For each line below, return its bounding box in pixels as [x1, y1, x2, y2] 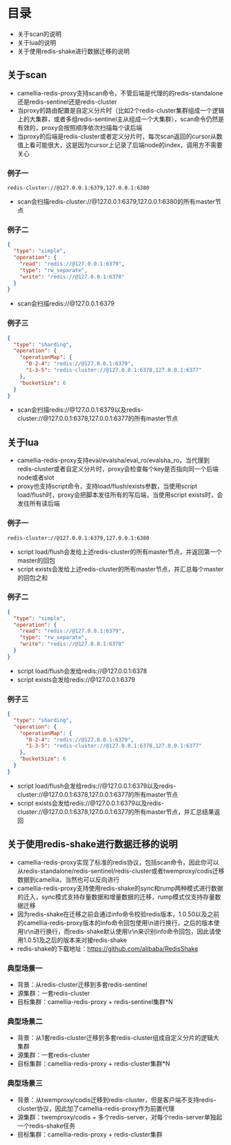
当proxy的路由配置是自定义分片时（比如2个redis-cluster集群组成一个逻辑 [17, 106, 225, 114]
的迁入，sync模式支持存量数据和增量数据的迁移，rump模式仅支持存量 [17, 892, 215, 901]
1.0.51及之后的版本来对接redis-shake [23, 936, 128, 944]
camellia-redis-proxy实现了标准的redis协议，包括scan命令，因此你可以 [17, 858, 219, 867]
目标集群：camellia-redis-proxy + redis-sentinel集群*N [17, 997, 174, 1005]
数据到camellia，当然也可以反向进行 [17, 875, 120, 884]
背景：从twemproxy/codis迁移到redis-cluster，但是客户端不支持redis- [17, 1095, 217, 1104]
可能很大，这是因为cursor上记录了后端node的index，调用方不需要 [35, 140, 223, 149]
